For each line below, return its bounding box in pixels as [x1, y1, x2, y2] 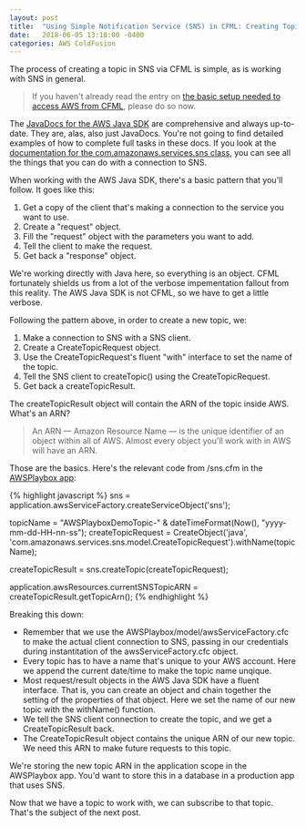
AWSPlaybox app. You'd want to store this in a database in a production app [9, 771, 295, 781]
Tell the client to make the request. [22, 240, 153, 251]
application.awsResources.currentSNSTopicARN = [9, 582, 199, 593]
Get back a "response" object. [22, 250, 137, 261]
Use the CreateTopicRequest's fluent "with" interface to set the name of [22, 352, 293, 362]
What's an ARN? [9, 408, 71, 419]
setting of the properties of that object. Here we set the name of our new [22, 694, 296, 706]
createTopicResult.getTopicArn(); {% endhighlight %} [9, 591, 209, 602]
